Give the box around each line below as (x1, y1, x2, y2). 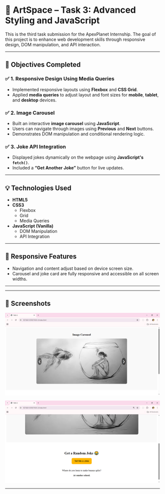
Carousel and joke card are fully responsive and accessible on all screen (12, 270, 159, 276)
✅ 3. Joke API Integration (5, 143, 66, 150)
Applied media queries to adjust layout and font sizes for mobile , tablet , (12, 92, 159, 98)
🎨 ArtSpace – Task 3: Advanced (5, 4, 136, 16)
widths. (12, 276, 27, 282)
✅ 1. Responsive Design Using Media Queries (5, 75, 114, 82)
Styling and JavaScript (5, 15, 100, 26)
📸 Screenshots (5, 299, 51, 308)
